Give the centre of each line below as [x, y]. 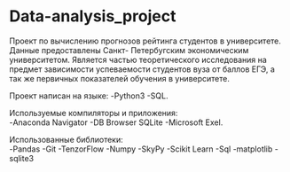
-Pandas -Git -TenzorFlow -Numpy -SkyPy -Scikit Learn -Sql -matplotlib [141, 149]
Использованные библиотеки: [66, 139]
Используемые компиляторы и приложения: [94, 113]
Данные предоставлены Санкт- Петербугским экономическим [129, 50]
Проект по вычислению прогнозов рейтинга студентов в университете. [145, 41]
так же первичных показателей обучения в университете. [120, 78]
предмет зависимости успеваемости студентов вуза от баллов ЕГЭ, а [142, 69]
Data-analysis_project [93, 16]
